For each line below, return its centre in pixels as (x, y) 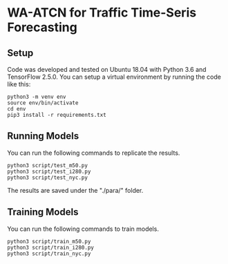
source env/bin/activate (43, 103)
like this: (19, 84)
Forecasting (42, 27)
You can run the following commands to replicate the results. (94, 153)
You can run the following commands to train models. (83, 229)
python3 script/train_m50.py (49, 241)
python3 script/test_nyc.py (48, 178)
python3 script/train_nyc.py (49, 254)
